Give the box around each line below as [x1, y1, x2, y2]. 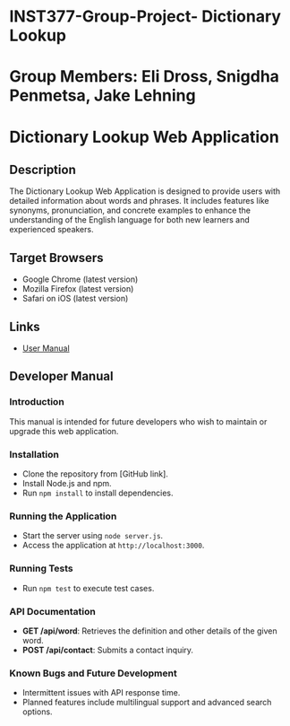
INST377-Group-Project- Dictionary [9, 6, 282, 27]
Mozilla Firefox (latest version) [21, 284, 134, 294]
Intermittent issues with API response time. [21, 687, 181, 698]
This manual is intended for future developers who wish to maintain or [9, 415, 268, 427]
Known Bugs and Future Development [9, 667, 177, 679]
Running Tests [9, 563, 73, 575]
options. [21, 706, 53, 717]
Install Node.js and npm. [21, 477, 112, 488]
